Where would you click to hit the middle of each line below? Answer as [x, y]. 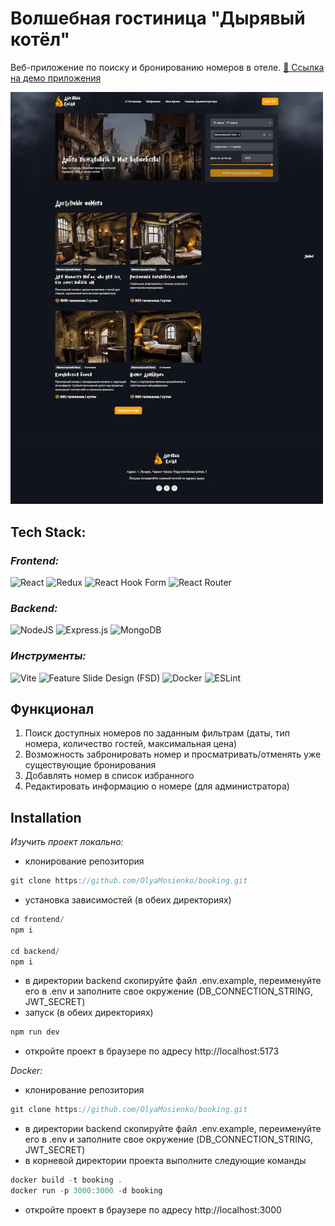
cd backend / [35, 951]
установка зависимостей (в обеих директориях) [128, 900]
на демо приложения [56, 78]
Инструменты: [48, 656]
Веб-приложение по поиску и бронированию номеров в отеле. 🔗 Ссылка [167, 67]
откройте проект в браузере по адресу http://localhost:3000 [153, 1209]
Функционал [52, 708]
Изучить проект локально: [67, 842]
